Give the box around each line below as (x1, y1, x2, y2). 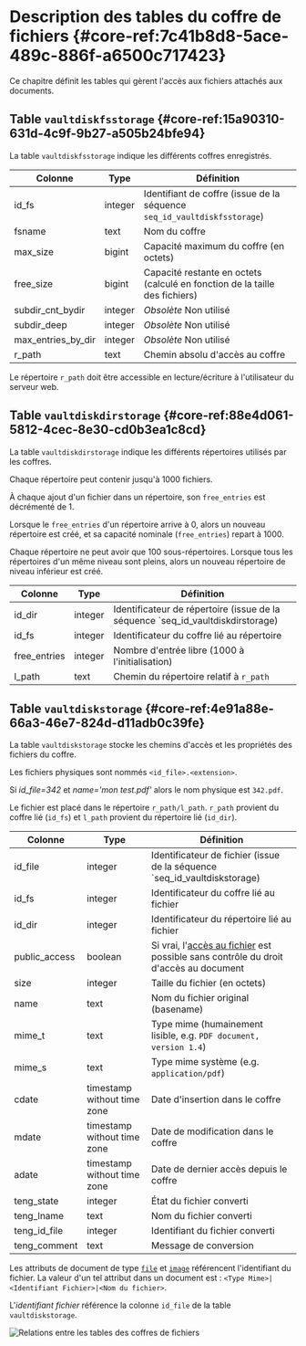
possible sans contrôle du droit (151, 951, 284, 963)
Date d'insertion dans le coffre (151, 1093, 281, 1106)
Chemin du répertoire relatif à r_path (113, 669, 270, 682)
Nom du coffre (143, 225, 207, 237)
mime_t (14, 1029, 46, 1042)
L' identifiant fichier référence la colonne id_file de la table (9, 1299, 232, 1311)
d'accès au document (151, 962, 244, 974)
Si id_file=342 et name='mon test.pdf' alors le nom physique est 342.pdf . (9, 784, 284, 795)
